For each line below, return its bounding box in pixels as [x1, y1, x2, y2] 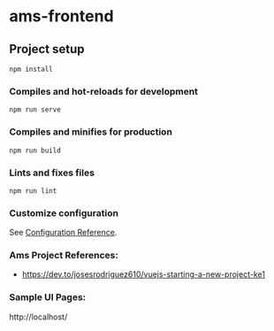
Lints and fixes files [9, 166, 95, 179]
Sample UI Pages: [9, 291, 87, 304]
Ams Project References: [9, 250, 119, 262]
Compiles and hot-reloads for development [9, 85, 199, 97]
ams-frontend [9, 6, 114, 27]
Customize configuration [9, 206, 119, 219]
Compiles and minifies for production [9, 126, 172, 138]
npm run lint [9, 186, 57, 196]
